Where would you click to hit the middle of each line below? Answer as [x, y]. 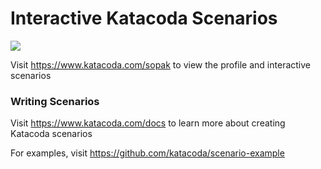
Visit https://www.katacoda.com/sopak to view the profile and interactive [160, 64]
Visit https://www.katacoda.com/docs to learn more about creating [148, 123]
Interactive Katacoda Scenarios [144, 18]
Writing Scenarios [55, 101]
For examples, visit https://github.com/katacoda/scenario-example [147, 153]
